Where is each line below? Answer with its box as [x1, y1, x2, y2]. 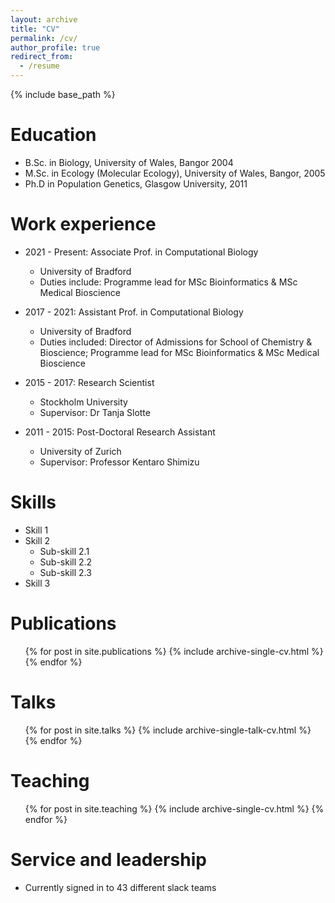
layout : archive [10, 14, 78, 25]
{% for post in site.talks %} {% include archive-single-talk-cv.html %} [24, 724, 312, 736]
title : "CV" [10, 24, 60, 34]
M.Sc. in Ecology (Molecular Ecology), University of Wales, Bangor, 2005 [24, 167, 326, 179]
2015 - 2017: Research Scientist [24, 376, 155, 388]
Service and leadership [10, 848, 207, 871]
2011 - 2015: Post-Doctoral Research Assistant [24, 426, 216, 438]
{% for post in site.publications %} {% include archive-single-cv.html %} [24, 645, 324, 657]
